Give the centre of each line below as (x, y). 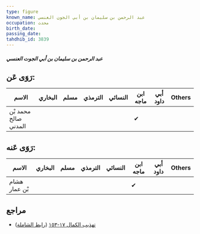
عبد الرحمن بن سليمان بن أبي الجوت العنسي (54, 58)
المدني (18, 126)
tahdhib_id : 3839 (28, 39)
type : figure (22, 12)
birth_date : (21, 28)
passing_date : (24, 34)
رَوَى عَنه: (21, 147)
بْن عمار (19, 189)
